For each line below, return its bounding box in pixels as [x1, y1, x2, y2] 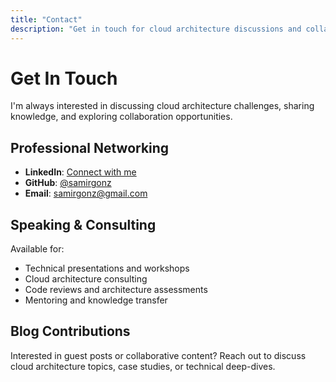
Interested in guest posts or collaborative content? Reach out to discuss [10, 349, 307, 361]
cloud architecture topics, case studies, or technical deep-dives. [10, 360, 276, 372]
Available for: [10, 243, 65, 255]
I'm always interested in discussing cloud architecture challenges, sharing [10, 100, 315, 112]
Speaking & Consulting [10, 216, 157, 233]
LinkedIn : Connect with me [24, 166, 137, 178]
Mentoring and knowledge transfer [24, 294, 168, 306]
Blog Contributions [10, 323, 131, 340]
